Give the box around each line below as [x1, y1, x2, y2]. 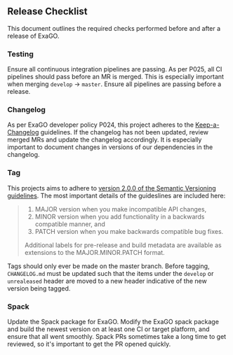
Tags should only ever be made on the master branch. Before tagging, [7, 262, 210, 270]
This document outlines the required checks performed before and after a [7, 24, 221, 32]
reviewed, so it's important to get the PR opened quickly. [7, 340, 171, 348]
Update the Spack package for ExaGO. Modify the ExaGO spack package [7, 318, 220, 326]
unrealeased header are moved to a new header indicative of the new [7, 277, 207, 285]
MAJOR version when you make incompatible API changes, [34, 204, 207, 213]
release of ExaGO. [7, 32, 60, 40]
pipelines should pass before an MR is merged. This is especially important [7, 73, 225, 81]
